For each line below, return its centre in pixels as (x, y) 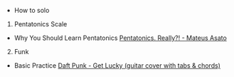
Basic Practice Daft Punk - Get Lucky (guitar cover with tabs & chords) (117, 66)
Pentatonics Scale (41, 24)
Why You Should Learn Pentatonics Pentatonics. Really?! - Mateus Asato (121, 38)
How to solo (32, 10)
